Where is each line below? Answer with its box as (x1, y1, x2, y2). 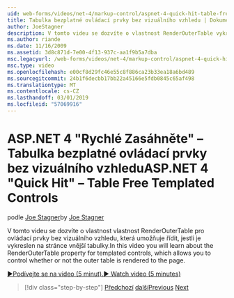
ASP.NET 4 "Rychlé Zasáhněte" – (7, 131, 204, 147)
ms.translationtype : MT (7, 81, 77, 88)
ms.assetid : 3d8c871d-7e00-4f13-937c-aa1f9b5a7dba (7, 49, 157, 56)
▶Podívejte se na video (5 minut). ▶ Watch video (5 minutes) (7, 269, 181, 278)
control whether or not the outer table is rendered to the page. (7, 256, 186, 265)
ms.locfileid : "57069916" (7, 101, 82, 108)
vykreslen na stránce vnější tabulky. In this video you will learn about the (7, 241, 214, 249)
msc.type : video (7, 62, 54, 69)
